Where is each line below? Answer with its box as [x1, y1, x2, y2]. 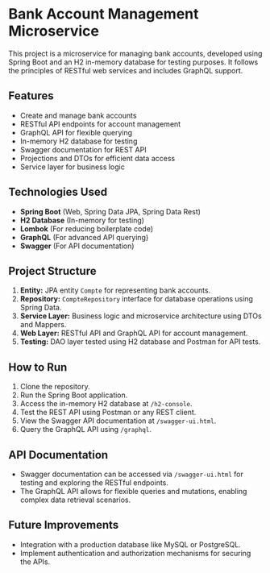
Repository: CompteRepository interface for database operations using [19, 294, 254, 304]
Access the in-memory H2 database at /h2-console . [19, 399, 193, 409]
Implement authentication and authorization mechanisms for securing [19, 548, 251, 558]
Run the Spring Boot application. [19, 390, 128, 400]
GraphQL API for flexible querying [19, 127, 133, 137]
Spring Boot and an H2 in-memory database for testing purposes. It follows [8, 57, 259, 67]
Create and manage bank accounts [19, 110, 137, 120]
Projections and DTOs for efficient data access [19, 153, 176, 163]
